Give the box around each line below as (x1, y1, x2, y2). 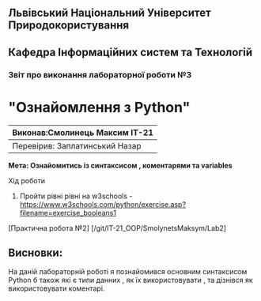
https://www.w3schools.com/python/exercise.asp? (19, 199, 187, 209)
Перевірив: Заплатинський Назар (12, 140, 142, 151)
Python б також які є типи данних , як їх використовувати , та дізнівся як (8, 276, 253, 285)
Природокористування (8, 19, 129, 32)
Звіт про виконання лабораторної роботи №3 (8, 69, 192, 80)
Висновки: (8, 246, 63, 260)
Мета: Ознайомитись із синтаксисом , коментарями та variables (8, 160, 233, 170)
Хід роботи (8, 175, 46, 185)
